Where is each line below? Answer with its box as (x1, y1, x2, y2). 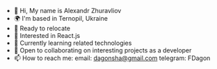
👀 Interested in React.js (13, 32, 81, 39)
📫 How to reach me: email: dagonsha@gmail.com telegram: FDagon (13, 54, 211, 62)
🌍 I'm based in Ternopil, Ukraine (13, 14, 108, 22)
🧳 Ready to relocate (13, 24, 71, 32)
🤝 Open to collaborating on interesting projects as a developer (13, 46, 192, 55)
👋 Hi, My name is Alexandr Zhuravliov (13, 7, 122, 14)
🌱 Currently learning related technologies (13, 39, 132, 47)
